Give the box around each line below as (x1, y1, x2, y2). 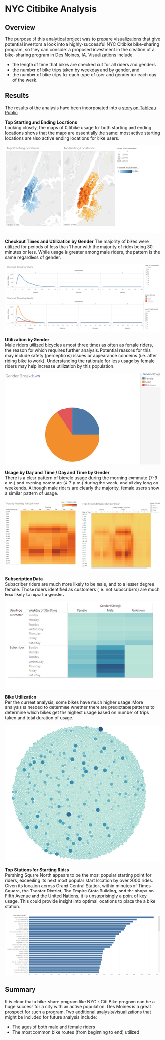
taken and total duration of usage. (5, 715, 74, 721)
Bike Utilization (5, 694, 37, 700)
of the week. (12, 77, 38, 83)
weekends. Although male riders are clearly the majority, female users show (5, 485, 159, 491)
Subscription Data (5, 576, 43, 582)
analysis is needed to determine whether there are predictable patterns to (5, 705, 155, 710)
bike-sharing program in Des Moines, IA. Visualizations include (5, 52, 132, 58)
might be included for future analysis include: (5, 1014, 97, 1020)
